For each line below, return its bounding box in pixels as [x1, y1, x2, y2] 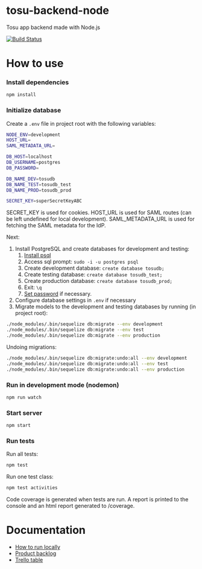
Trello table [14, 556, 43, 563]
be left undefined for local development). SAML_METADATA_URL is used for [6, 215, 195, 223]
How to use [6, 57, 64, 70]
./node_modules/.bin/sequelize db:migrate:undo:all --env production [6, 366, 185, 372]
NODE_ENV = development [6, 131, 61, 138]
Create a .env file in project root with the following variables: [6, 120, 156, 127]
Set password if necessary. [24, 290, 92, 298]
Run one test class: [6, 473, 54, 481]
